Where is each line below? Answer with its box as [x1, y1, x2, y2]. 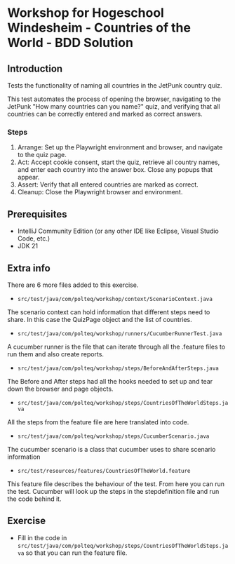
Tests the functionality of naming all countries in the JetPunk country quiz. [7, 81, 222, 89]
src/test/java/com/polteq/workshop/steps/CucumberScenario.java [17, 433, 210, 440]
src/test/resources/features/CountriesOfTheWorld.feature [17, 467, 191, 474]
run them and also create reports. [7, 349, 104, 358]
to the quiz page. [17, 151, 67, 159]
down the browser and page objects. [7, 384, 114, 393]
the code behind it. [7, 495, 62, 503]
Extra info [7, 262, 51, 274]
